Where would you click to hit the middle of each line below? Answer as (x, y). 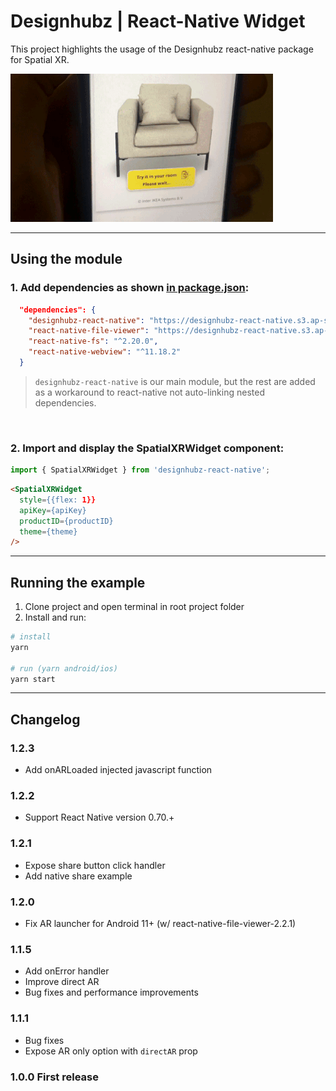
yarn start (33, 679)
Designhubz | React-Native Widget (158, 21)
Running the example (78, 582)
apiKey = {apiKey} (53, 510)
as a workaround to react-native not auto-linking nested (149, 392)
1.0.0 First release (54, 1077)
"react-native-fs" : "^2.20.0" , (93, 341)
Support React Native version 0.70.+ (99, 817)
